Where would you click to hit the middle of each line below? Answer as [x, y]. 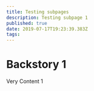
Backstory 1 [36, 65]
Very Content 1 [25, 81]
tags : [13, 35]
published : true [27, 23]
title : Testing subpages [38, 12]
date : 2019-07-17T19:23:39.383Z [47, 29]
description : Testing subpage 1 [47, 18]
